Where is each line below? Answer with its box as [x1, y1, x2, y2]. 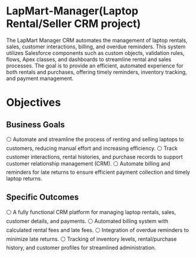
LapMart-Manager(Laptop [6, 4, 139, 18]
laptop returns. [6, 175, 43, 182]
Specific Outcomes [6, 192, 79, 203]
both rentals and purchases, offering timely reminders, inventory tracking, [6, 68, 188, 75]
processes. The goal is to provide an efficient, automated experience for [6, 62, 183, 69]
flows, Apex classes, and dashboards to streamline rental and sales [6, 56, 172, 63]
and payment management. [6, 75, 74, 82]
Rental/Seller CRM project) [6, 17, 141, 30]
